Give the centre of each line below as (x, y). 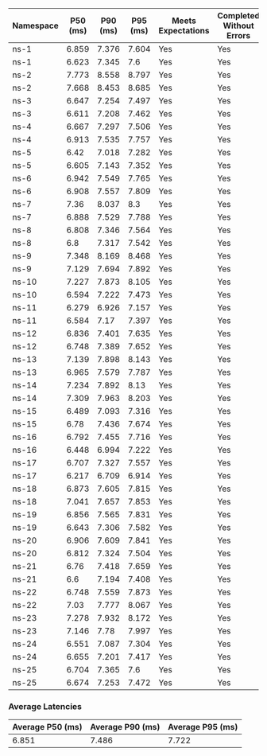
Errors (238, 35)
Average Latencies (45, 706)
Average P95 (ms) (203, 727)
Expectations (184, 31)
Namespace (36, 25)
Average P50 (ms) (47, 727)
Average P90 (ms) (125, 727)
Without (238, 25)
